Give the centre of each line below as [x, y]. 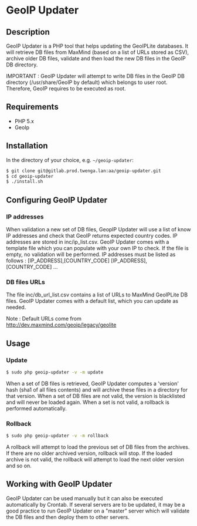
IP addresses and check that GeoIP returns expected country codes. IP [92, 235]
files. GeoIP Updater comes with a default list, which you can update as [92, 301]
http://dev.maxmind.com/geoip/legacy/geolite [61, 325]
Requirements [32, 107]
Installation [27, 146]
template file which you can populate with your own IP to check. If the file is [97, 248]
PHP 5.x [24, 121]
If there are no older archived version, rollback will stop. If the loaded [89, 453]
